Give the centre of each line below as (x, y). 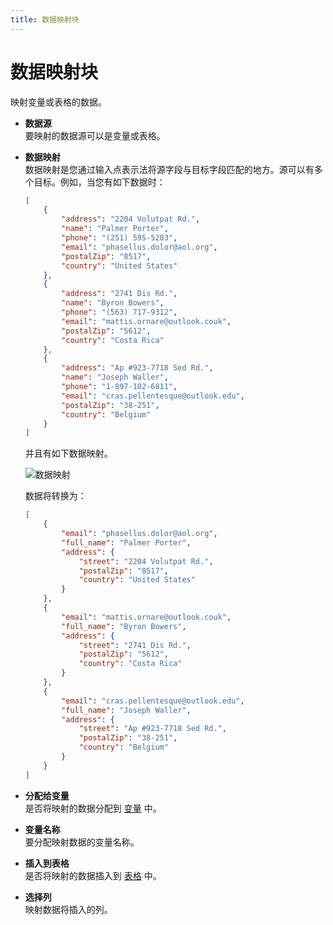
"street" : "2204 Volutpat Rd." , (146, 561)
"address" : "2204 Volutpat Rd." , (131, 219)
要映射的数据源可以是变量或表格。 (95, 135)
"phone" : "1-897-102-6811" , (119, 387)
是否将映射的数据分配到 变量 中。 (93, 808)
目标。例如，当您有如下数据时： (99, 182)
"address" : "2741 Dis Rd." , (119, 294)
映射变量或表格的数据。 (58, 102)
